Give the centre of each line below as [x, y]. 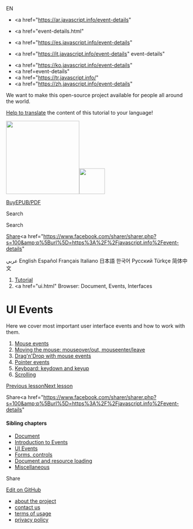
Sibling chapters [27, 423]
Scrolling [25, 375]
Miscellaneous [32, 467]
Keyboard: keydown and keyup [52, 368]
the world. [18, 101]
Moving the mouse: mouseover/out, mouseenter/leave [80, 349]
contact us [27, 507]
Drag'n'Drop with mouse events [53, 356]
